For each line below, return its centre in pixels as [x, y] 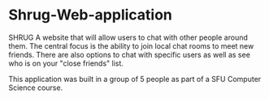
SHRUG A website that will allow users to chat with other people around [128, 37]
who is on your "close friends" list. [66, 63]
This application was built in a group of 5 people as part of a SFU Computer [135, 79]
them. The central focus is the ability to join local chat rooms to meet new [131, 45]
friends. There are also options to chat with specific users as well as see [129, 54]
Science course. [36, 88]
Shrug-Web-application [90, 15]
